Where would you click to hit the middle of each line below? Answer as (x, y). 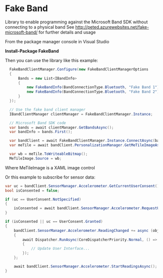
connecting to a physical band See (40, 27)
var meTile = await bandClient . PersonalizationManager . (67, 145)
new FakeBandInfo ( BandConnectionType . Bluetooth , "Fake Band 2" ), (94, 92)
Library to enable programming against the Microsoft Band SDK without (76, 22)
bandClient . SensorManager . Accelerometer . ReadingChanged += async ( (83, 230)
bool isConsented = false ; (32, 190)
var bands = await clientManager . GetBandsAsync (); (62, 127)
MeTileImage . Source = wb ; (36, 158)
